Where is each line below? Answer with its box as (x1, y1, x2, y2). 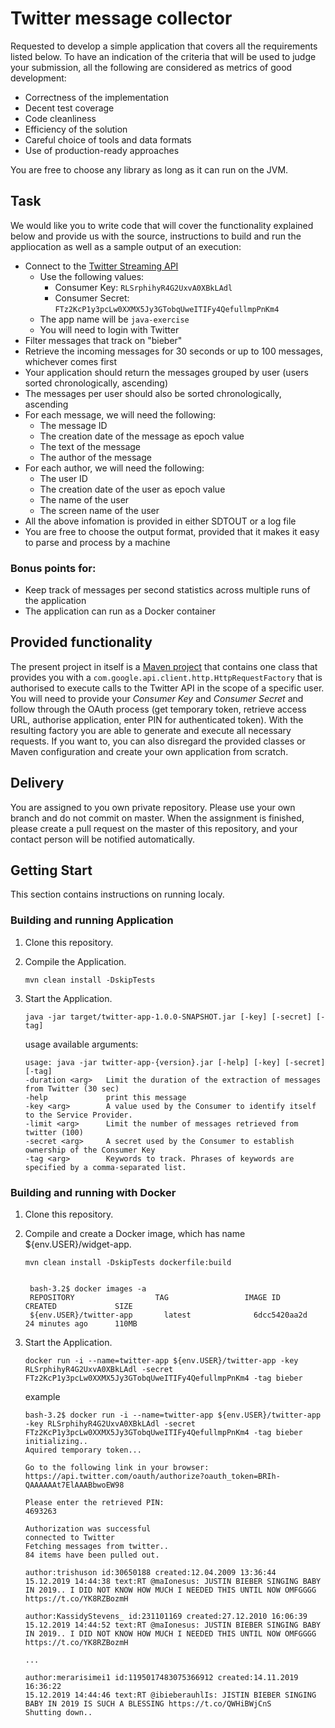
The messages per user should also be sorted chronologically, (24, 387, 282, 399)
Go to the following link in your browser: (24, 1463, 210, 1473)
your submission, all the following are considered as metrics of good (10, 61, 293, 73)
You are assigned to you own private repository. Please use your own (10, 801, 296, 813)
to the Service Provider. (24, 1110, 133, 1120)
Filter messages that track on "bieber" (24, 334, 183, 346)
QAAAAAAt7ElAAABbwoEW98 (24, 1480, 125, 1491)
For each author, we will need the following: (24, 462, 205, 474)
